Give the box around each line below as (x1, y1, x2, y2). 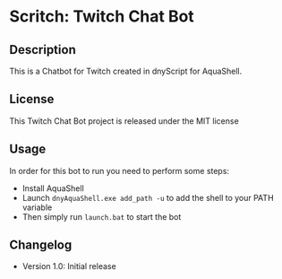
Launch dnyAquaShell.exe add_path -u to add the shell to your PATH (21, 192, 275, 203)
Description (9, 42, 76, 57)
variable (21, 202, 53, 213)
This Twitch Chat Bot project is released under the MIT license (9, 115, 239, 126)
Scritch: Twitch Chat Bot (9, 6, 194, 27)
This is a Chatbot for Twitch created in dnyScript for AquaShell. (9, 65, 243, 76)
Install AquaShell (21, 182, 85, 194)
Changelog (9, 238, 73, 253)
